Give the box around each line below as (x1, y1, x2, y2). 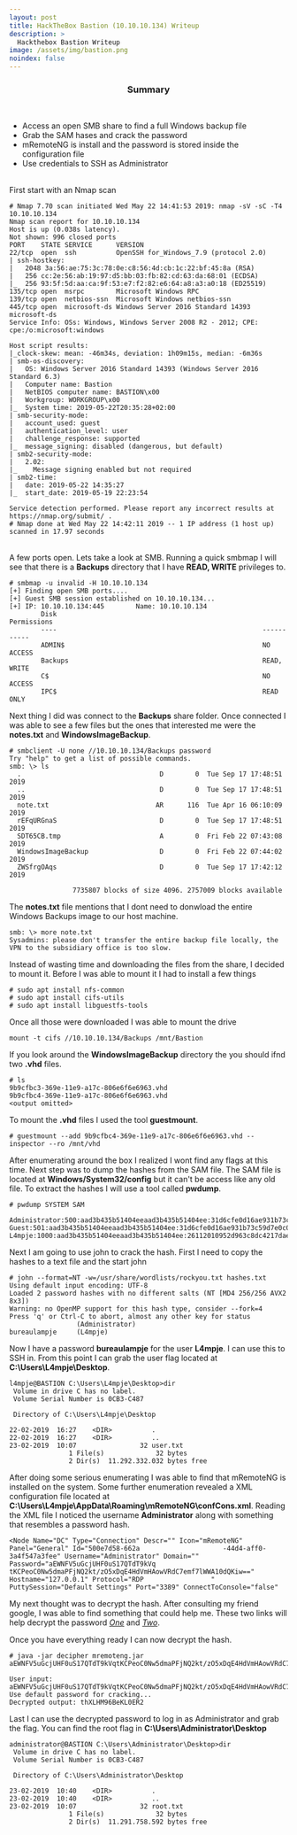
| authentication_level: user (9, 427, 128, 436)
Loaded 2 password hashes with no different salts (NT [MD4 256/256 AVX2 (9, 1289, 287, 1298)
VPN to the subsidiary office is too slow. (9, 944, 172, 953)
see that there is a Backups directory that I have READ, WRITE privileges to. (9, 561, 286, 572)
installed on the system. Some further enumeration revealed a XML (9, 1482, 254, 1492)
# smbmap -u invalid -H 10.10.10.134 (9, 579, 148, 588)
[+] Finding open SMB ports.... (9, 586, 128, 596)
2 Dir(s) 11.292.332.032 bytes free (68, 1457, 208, 1466)
